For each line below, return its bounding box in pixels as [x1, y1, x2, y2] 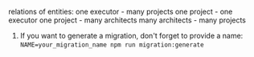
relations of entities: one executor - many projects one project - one [8, 7, 233, 16]
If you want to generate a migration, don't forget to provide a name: [19, 31, 244, 40]
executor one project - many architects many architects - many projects [8, 15, 247, 25]
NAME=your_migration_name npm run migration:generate [19, 41, 204, 49]
